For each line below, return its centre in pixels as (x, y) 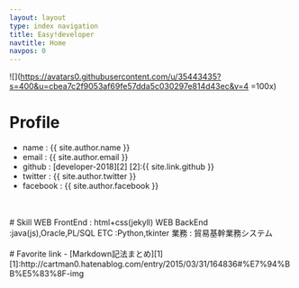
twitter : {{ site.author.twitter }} (79, 176)
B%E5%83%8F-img (47, 274)
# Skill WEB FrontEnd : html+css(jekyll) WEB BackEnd (109, 222)
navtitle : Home (38, 43)
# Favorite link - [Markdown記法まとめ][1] (86, 254)
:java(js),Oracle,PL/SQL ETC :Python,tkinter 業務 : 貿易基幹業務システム (141, 233)
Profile (35, 123)
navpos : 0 (28, 51)
